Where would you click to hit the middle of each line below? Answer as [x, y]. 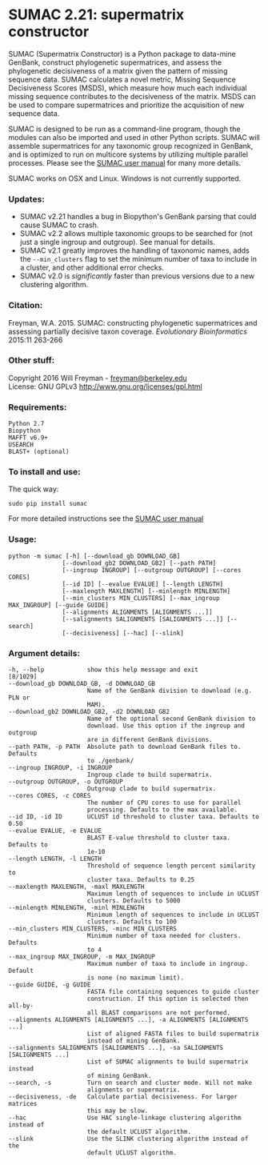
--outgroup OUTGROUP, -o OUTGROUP [66, 782]
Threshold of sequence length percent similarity [171, 866]
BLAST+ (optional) [39, 452]
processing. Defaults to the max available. [162, 810]
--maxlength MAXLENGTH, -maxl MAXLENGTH [77, 887]
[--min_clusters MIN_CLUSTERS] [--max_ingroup [141, 598]
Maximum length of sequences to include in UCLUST [173, 894]
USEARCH [21, 445]
